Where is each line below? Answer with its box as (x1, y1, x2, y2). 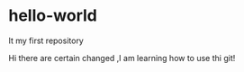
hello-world (8, 5, 98, 26)
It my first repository (8, 35, 85, 46)
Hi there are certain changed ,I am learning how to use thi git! (8, 52, 236, 63)
